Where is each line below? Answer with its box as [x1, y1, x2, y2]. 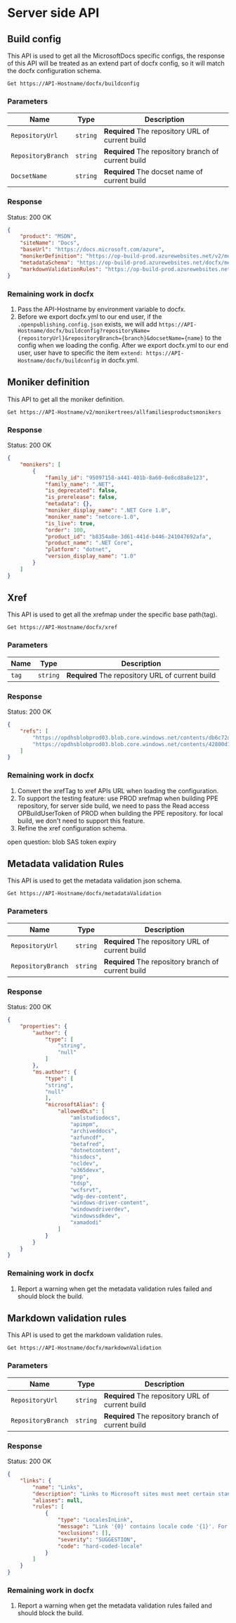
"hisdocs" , [70, 1154, 102, 1161]
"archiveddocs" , [70, 1128, 118, 1135]
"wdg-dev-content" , [70, 1193, 128, 1200]
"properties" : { [20, 1023, 68, 1030]
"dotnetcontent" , [70, 1147, 121, 1154]
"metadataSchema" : [20, 259, 74, 266]
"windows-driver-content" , [70, 1199, 150, 1206]
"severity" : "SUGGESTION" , [57, 1536, 137, 1543]
